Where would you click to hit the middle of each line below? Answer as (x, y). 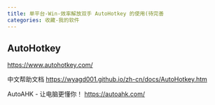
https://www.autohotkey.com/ (50, 65)
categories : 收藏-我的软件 (43, 20)
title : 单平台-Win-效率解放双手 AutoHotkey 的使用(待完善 (86, 14)
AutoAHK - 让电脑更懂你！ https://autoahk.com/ (76, 94)
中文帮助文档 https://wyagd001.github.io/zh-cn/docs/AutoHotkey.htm (107, 79)
